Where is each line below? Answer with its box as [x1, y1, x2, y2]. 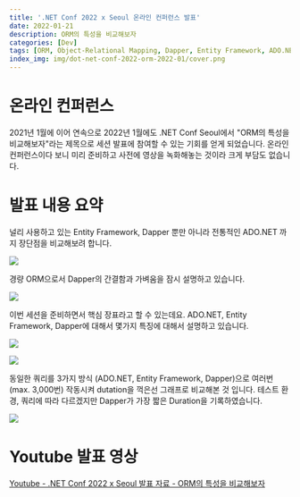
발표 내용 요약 [9, 196, 104, 215]
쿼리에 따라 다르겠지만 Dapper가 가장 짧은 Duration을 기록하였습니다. [21, 395, 263, 406]
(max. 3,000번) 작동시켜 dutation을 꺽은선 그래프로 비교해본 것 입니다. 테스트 [9, 383, 279, 394]
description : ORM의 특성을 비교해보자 [9, 29, 137, 38]
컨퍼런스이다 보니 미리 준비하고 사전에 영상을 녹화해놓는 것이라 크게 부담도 [9, 149, 267, 160]
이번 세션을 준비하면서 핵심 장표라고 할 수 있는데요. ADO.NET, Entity [9, 309, 247, 320]
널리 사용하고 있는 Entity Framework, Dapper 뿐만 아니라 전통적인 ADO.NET [9, 226, 279, 237]
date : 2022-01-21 [9, 21, 74, 30]
